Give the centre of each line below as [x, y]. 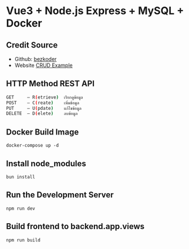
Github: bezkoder [36, 59]
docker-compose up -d [33, 146]
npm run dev [21, 208]
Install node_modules [46, 164]
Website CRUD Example [43, 65]
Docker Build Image [43, 132]
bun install [21, 177]
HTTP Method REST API [50, 84]
